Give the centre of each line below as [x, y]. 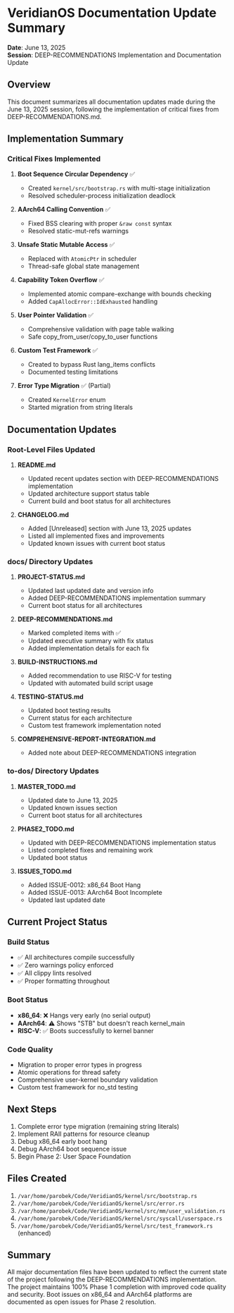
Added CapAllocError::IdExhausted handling [93, 302]
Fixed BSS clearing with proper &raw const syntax [100, 224]
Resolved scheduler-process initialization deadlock [102, 196]
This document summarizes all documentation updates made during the [111, 102]
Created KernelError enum [67, 400]
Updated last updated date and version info [91, 591]
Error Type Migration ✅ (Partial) [64, 386]
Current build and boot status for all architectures [99, 501]
